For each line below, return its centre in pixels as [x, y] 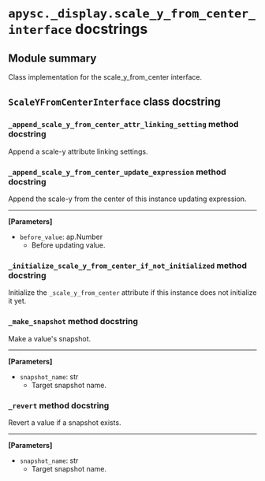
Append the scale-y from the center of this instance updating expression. [127, 199]
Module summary [52, 58]
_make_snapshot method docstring [73, 322]
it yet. [17, 301]
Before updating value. [68, 245]
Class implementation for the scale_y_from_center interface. [105, 77]
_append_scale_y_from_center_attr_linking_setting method [123, 125]
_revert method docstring [59, 405]
